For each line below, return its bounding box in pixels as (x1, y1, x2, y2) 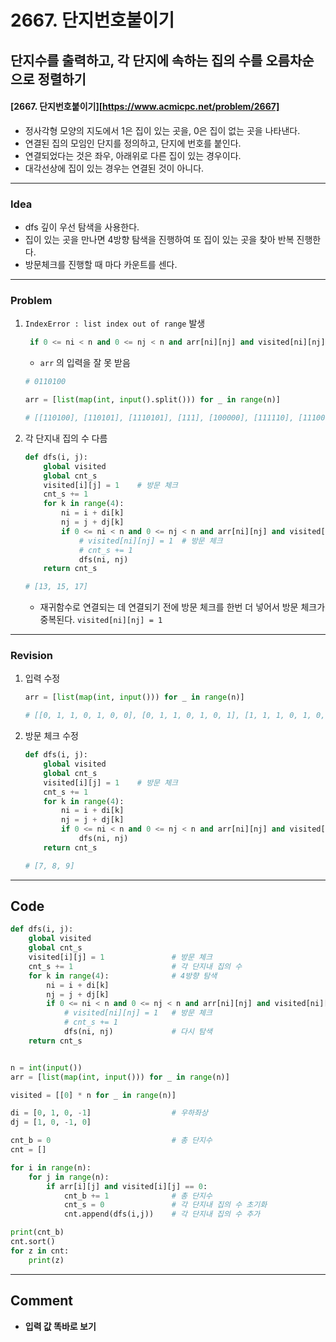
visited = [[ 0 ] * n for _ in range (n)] (10, 1090, 177, 1100)
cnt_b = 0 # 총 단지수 (10, 1136, 213, 1146)
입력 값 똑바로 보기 (24, 1320, 97, 1332)
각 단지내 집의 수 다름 (24, 432, 108, 444)
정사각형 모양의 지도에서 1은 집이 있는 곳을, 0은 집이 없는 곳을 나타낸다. (24, 124, 301, 136)
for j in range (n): (28, 1172, 110, 1182)
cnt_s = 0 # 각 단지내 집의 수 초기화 (63, 1200, 268, 1210)
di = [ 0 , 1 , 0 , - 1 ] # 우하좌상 (10, 1108, 208, 1118)
